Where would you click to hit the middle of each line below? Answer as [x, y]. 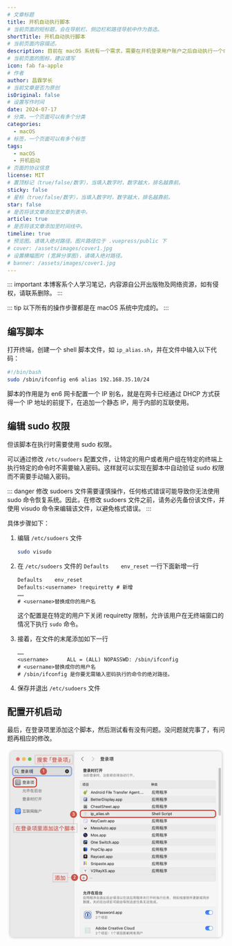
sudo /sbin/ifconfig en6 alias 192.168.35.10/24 [78, 380]
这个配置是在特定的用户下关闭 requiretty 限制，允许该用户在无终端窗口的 [120, 615]
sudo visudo [34, 552]
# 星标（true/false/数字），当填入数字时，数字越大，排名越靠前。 [90, 197]
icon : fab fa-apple [35, 66]
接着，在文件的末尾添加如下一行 [62, 639]
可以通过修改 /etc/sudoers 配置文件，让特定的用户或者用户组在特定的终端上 [115, 459]
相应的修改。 [37, 738]
